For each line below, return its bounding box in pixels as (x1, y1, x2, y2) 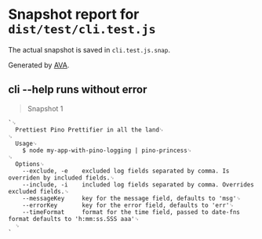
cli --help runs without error (8, 83, 147, 96)
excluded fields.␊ (8, 187, 70, 195)
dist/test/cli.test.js (8, 22, 156, 37)
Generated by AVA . (8, 60, 70, 70)
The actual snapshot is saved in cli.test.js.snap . (8, 45, 171, 54)
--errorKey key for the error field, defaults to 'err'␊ (22, 201, 235, 209)
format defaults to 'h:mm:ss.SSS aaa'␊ (8, 215, 140, 223)
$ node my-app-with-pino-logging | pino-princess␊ (22, 147, 192, 154)
